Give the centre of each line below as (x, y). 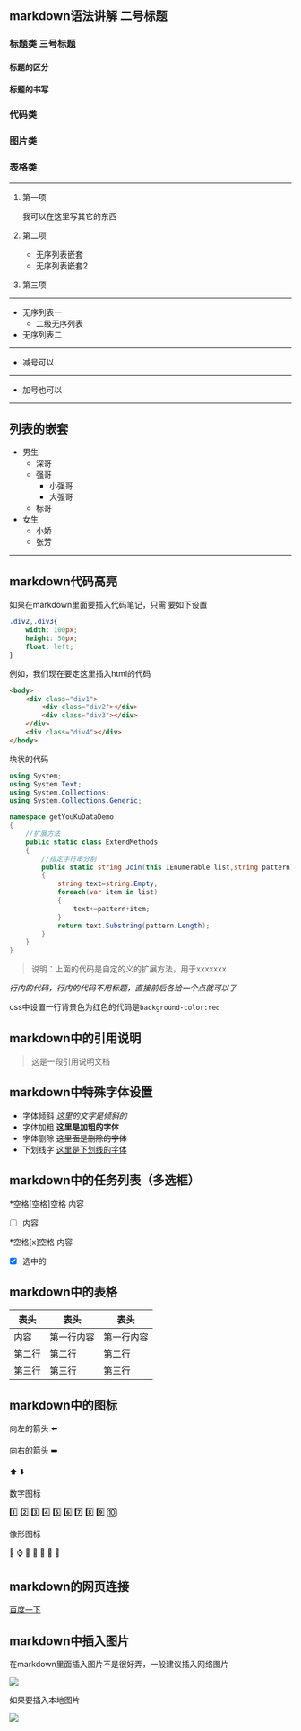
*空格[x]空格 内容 (41, 1242)
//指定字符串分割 (69, 859)
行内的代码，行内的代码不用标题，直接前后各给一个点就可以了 (123, 988)
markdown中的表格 (64, 1292)
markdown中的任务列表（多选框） (104, 1180)
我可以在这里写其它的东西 (69, 216)
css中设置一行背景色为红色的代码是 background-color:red (115, 1007)
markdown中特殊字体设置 (81, 1092)
